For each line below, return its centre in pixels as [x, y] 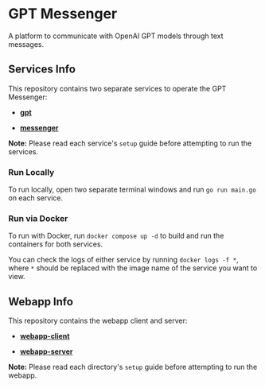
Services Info [42, 70]
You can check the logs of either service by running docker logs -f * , [123, 260]
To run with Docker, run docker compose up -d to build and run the [116, 236]
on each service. [36, 198]
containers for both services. [56, 244]
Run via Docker [38, 218]
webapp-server [46, 351]
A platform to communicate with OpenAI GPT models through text [116, 36]
